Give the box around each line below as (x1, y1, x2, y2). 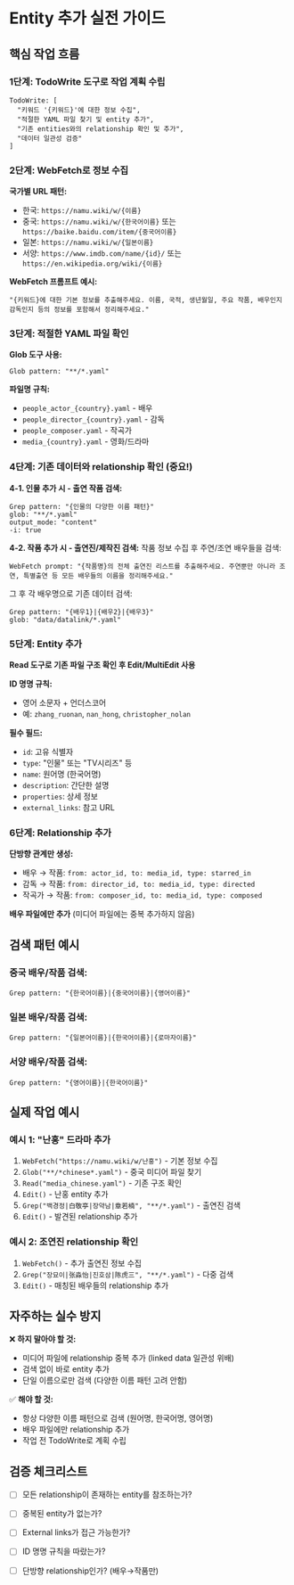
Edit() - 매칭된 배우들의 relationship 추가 (21, 1280, 169, 1291)
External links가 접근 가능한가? (21, 1527, 131, 1538)
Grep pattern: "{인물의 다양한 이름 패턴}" (9, 502, 154, 511)
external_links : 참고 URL (21, 802, 116, 813)
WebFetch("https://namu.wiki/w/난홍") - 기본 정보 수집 (21, 1155, 218, 1166)
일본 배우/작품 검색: (9, 1011, 87, 1023)
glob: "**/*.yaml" (9, 510, 78, 519)
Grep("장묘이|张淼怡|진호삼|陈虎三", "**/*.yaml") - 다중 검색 (21, 1269, 234, 1279)
